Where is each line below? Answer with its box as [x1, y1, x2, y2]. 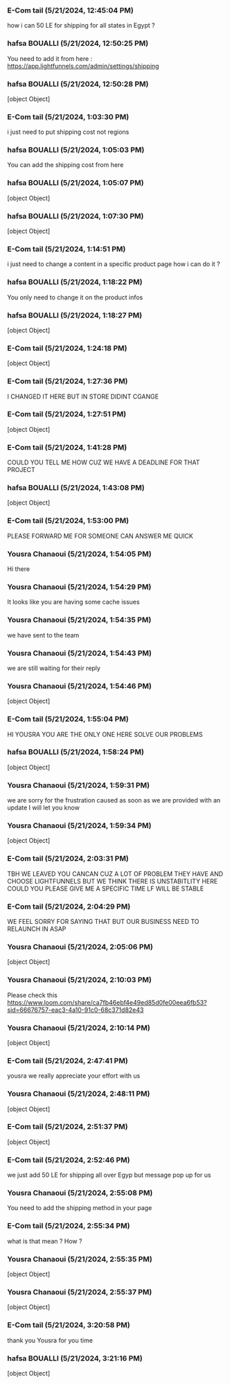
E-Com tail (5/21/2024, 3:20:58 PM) [7, 1320, 130, 1330]
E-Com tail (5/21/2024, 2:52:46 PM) [7, 1155, 130, 1164]
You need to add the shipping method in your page [7, 1204, 152, 1212]
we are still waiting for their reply [7, 664, 100, 672]
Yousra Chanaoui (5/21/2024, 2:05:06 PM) [7, 942, 154, 952]
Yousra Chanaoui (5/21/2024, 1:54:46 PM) [7, 681, 152, 691]
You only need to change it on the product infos [7, 293, 143, 301]
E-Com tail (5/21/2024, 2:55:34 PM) [7, 1221, 130, 1231]
